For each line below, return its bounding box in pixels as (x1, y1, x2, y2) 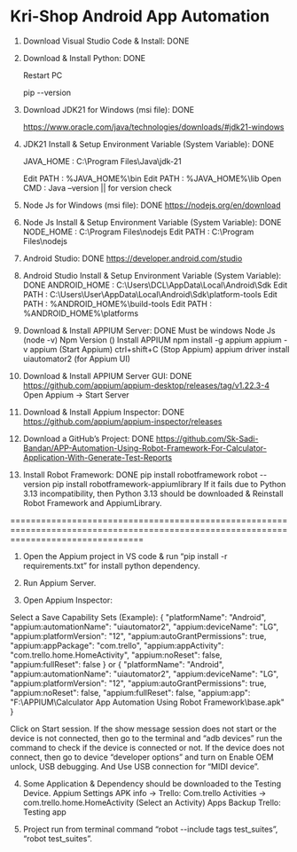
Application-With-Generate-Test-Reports (22, 452, 172, 462)
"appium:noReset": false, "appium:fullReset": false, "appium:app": (10, 687, 251, 698)
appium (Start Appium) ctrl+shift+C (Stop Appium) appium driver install (29, 343, 290, 354)
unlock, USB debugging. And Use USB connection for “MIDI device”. (10, 761, 260, 771)
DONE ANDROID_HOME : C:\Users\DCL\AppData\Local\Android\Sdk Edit (22, 280, 288, 290)
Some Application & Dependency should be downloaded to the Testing (22, 778, 282, 789)
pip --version (22, 87, 72, 98)
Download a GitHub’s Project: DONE (22, 433, 154, 444)
